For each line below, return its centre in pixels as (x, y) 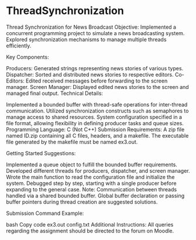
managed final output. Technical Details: (55, 93)
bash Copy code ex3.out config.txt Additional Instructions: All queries (90, 224)
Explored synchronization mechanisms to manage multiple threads (86, 39)
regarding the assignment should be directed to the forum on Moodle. (90, 231)
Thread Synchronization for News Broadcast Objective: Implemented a (91, 27)
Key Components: (27, 57)
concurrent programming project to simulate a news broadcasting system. (95, 33)
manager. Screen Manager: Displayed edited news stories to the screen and (97, 87)
